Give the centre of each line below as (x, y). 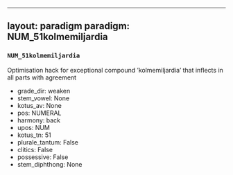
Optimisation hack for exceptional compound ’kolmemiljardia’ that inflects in (115, 70)
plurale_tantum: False (48, 142)
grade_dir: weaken (44, 91)
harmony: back (39, 120)
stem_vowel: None (43, 98)
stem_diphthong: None (50, 164)
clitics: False (35, 149)
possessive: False (43, 157)
